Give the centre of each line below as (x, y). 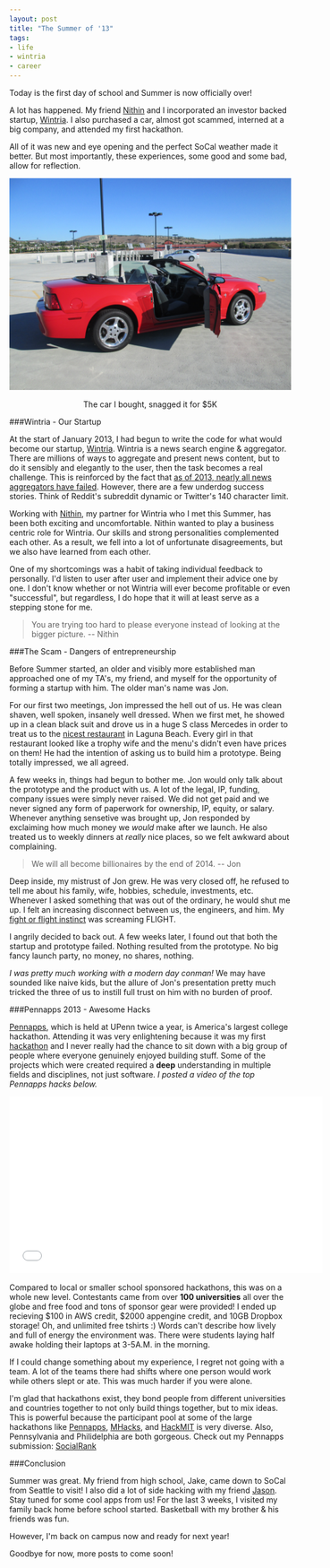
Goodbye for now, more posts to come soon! (91, 1554)
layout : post (34, 19)
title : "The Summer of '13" (62, 28)
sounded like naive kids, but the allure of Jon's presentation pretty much (143, 983)
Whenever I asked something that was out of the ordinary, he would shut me (150, 900)
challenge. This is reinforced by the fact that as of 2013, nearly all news (141, 477)
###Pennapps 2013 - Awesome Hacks (80, 1009)
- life (21, 48)
